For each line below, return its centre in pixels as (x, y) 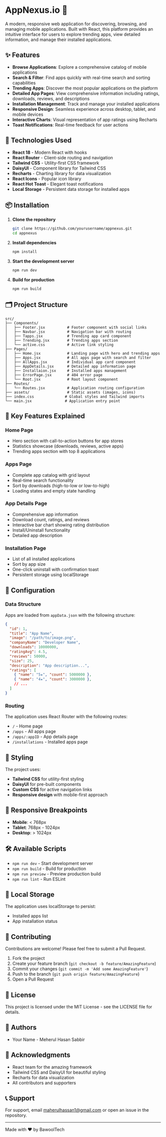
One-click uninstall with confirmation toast (55, 569)
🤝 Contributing (28, 937)
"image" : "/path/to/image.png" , (43, 638)
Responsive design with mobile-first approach (60, 795)
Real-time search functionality (43, 480)
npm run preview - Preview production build (57, 874)
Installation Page (26, 548)
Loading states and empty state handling (54, 491)
